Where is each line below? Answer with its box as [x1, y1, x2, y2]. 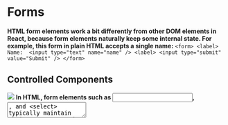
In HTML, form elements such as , [15, 93, 195, 101]
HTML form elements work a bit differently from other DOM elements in [7, 27, 217, 35]
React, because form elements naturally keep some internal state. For [7, 34, 212, 42]
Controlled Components [7, 74, 113, 86]
